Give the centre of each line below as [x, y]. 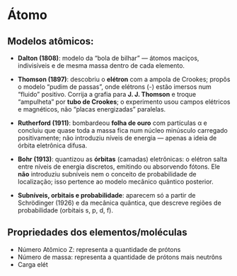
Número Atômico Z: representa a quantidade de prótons [99, 249]
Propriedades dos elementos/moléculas [97, 233]
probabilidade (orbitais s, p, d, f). [65, 210]
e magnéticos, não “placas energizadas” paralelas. [92, 109]
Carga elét [33, 264]
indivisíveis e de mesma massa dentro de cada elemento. [101, 66]
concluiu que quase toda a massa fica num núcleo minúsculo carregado [122, 130]
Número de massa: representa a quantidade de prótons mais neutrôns [120, 257]
